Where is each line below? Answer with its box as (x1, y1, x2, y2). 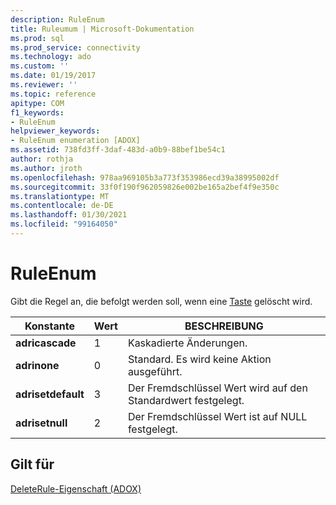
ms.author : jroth (10, 163, 83, 173)
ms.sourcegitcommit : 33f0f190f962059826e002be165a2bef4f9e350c (10, 182, 280, 192)
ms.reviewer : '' (10, 80, 78, 90)
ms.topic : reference (10, 89, 97, 99)
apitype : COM (10, 98, 65, 108)
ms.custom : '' (10, 61, 70, 71)
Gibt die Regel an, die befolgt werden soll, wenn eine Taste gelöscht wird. (10, 295, 313, 307)
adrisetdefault (15, 387, 85, 401)
